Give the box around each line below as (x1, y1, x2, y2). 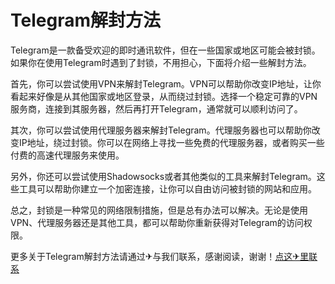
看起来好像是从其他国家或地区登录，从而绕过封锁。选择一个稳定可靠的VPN (10, 90, 318, 102)
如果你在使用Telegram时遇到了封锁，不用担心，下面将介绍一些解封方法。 (10, 56, 312, 68)
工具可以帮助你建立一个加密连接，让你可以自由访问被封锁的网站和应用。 (18, 182, 317, 195)
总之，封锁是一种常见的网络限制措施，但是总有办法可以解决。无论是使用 (10, 204, 308, 216)
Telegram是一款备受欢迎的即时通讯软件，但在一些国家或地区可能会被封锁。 (10, 44, 321, 56)
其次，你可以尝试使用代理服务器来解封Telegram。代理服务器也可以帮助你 (10, 124, 312, 136)
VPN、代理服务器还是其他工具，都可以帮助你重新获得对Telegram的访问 (10, 216, 304, 228)
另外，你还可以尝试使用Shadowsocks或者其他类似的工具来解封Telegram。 (10, 170, 317, 182)
